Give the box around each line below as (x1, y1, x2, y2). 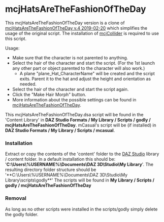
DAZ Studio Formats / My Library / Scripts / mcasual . (5, 127, 115, 133)
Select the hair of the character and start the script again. (12, 86, 129, 92)
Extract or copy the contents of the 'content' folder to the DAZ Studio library (5, 151, 159, 157)
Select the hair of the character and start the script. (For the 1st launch (12, 60, 155, 66)
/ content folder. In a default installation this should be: (5, 156, 116, 162)
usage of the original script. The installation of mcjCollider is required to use (5, 30, 159, 36)
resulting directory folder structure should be (5, 167, 97, 173)
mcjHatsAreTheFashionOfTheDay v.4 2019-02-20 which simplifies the (5, 25, 148, 31)
